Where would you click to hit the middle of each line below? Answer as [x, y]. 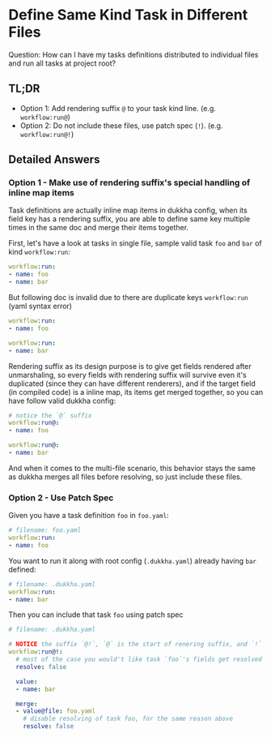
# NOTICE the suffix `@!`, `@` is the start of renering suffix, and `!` [135, 645]
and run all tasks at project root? [62, 63]
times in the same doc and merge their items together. [98, 228]
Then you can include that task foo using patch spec [96, 615]
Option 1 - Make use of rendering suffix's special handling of [129, 182]
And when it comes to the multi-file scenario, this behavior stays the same [132, 468]
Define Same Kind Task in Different [128, 15]
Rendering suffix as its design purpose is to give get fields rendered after [130, 366]
